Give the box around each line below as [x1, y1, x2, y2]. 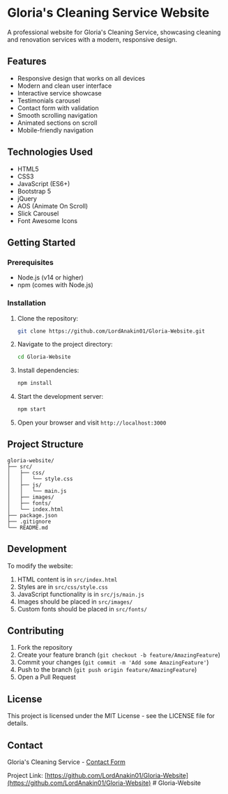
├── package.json [7, 512, 58, 519]
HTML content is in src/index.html [17, 575, 118, 583]
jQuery [17, 194, 37, 203]
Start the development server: [17, 392, 104, 401]
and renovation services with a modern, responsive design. [7, 35, 178, 43]
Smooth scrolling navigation [17, 111, 98, 119]
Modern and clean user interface [17, 82, 112, 90]
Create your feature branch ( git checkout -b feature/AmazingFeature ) [17, 650, 221, 659]
